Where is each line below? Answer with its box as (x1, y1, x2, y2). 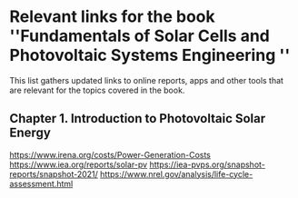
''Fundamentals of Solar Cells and (9, 25, 270, 46)
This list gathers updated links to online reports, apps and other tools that (9, 74, 284, 85)
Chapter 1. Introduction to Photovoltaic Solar (9, 111, 266, 126)
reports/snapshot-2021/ (9, 168, 98, 179)
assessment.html (9, 178, 74, 189)
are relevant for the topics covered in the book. (9, 84, 185, 95)
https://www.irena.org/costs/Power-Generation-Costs (9, 149, 211, 160)
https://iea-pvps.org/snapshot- (149, 159, 266, 170)
